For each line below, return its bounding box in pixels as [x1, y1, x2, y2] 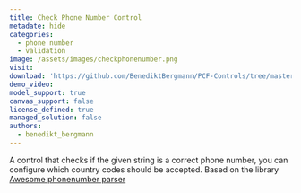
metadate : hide [9, 22, 66, 31]
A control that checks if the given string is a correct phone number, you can [9, 154, 288, 165]
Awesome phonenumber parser [9, 173, 126, 184]
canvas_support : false [9, 96, 94, 106]
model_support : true [9, 88, 87, 97]
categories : [9, 30, 54, 39]
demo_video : [9, 80, 54, 89]
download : [9, 72, 47, 81]
